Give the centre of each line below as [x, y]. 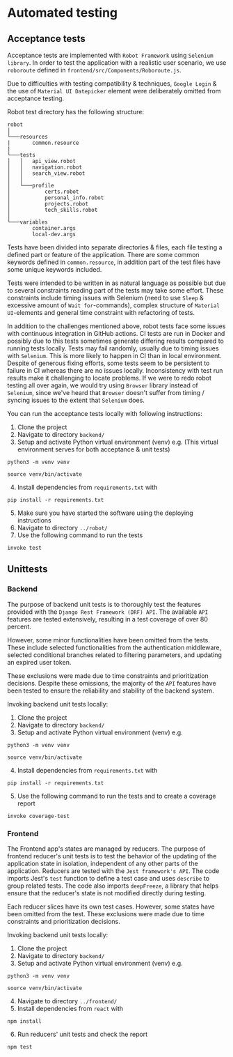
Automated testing [63, 13]
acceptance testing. [36, 98]
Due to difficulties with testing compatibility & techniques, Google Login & [112, 84]
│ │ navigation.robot [45, 167]
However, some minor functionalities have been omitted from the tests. [109, 640]
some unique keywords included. [55, 269]
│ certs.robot [43, 192]
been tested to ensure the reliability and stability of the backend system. [111, 690]
